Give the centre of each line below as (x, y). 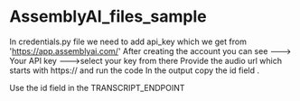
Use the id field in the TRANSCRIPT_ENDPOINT (97, 87)
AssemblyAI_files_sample (108, 17)
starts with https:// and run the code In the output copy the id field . (135, 70)
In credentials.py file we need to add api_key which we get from (128, 41)
